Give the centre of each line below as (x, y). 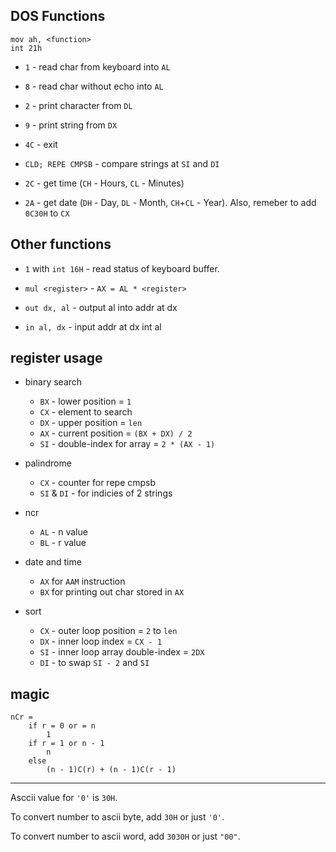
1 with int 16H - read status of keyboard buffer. (122, 268)
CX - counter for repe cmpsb (98, 483)
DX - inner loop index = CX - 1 (101, 641)
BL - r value (63, 543)
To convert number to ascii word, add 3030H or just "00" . (125, 836)
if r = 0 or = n (62, 726)
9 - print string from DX (71, 125)
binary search (53, 382)
